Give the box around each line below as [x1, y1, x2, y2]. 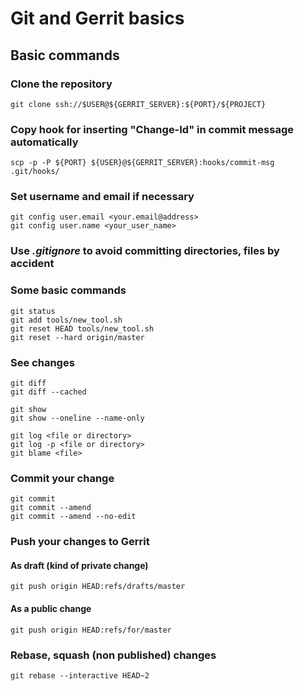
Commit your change [10, 471, 115, 485]
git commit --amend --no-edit [10, 512, 137, 522]
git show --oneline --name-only [10, 413, 145, 423]
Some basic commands [10, 283, 127, 297]
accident [10, 257, 55, 271]
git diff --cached [10, 387, 87, 397]
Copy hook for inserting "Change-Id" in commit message [10, 122, 294, 136]
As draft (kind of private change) [10, 559, 149, 571]
